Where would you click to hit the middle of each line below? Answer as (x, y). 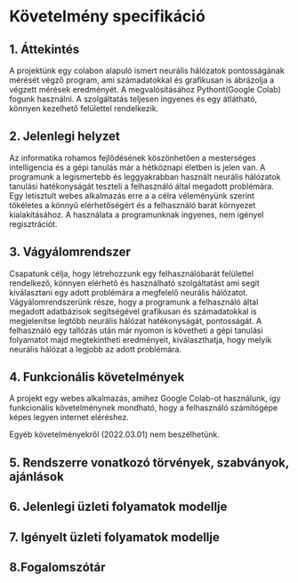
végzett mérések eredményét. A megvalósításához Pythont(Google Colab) (145, 89)
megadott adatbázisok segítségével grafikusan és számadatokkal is (133, 311)
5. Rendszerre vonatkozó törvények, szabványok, (149, 462)
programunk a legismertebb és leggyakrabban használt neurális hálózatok (145, 176)
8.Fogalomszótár (57, 567)
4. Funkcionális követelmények (97, 377)
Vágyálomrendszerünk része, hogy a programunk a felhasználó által (134, 302)
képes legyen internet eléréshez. (69, 417)
